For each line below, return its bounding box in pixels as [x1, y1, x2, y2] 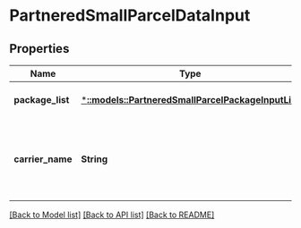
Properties [9, 41, 70, 56]
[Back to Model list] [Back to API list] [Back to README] [9, 209, 215, 220]
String [81, 153, 108, 165]
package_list [13, 94, 70, 106]
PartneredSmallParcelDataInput [9, 5, 251, 26]
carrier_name [13, 153, 73, 165]
